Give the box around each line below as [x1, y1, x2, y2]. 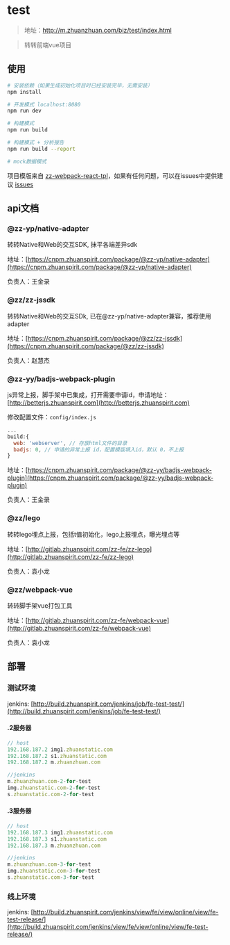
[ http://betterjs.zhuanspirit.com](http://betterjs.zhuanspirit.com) [7, 398, 190, 407]
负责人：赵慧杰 [7, 356, 50, 364]
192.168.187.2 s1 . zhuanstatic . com [7, 752, 107, 759]
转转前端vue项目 [24, 40, 72, 49]
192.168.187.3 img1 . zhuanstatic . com [7, 829, 113, 836]
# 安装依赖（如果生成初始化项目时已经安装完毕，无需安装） [7, 82, 153, 89]
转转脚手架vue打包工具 [7, 601, 73, 610]
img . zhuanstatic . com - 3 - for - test [7, 868, 100, 875]
